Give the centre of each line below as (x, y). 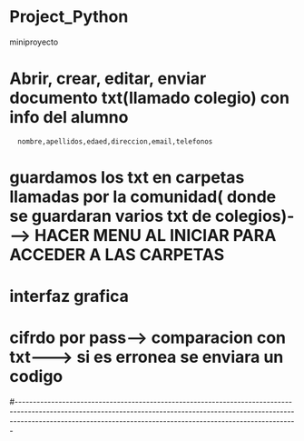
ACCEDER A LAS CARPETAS (117, 255)
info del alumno (69, 118)
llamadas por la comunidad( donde (143, 197)
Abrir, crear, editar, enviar (108, 79)
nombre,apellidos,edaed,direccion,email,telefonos (115, 141)
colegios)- (255, 216)
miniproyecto (34, 42)
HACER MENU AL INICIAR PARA (156, 236)
